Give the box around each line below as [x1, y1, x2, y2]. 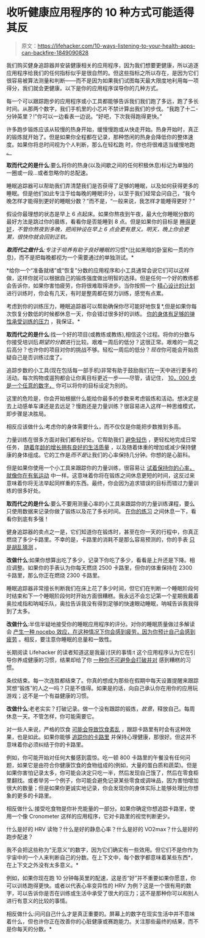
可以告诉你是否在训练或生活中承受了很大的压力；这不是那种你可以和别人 [16, 889, 199, 897]
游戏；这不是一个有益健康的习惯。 [6, 692, 92, 699]
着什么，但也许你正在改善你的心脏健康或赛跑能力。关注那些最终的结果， [6, 917, 188, 925]
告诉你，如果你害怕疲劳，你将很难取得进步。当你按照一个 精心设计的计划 [11, 282, 195, 289]
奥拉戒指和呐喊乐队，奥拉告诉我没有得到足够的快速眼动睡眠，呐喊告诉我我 [6, 600, 193, 607]
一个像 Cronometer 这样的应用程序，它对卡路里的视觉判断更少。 [11, 812, 173, 820]
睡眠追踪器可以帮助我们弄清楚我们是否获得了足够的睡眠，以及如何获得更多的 [6, 182, 199, 189]
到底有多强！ [16, 515, 49, 522]
